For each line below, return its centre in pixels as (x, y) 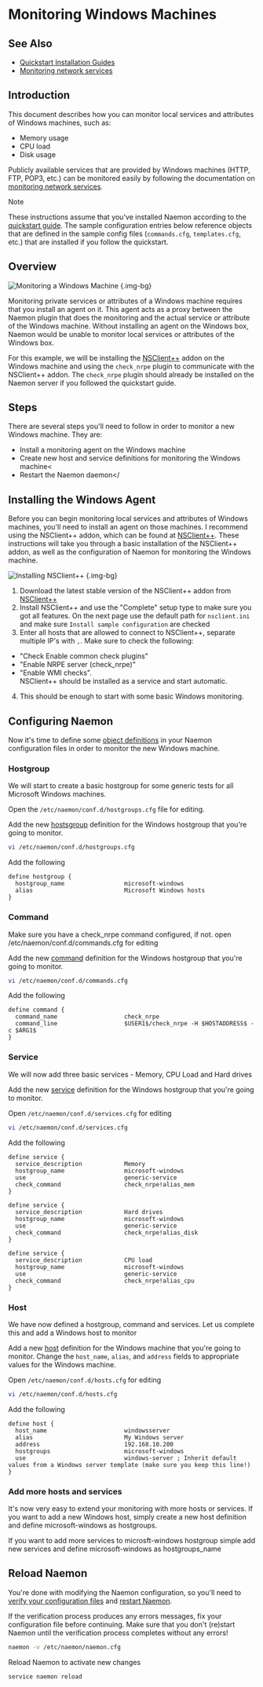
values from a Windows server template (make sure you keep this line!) (130, 1465)
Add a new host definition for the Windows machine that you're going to (124, 1348)
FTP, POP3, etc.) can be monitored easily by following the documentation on (131, 178)
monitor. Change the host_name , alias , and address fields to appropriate (124, 1356)
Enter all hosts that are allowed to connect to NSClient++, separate (127, 633)
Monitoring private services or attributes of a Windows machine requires (126, 301)
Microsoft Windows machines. (57, 794)
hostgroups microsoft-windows (100, 1451)
